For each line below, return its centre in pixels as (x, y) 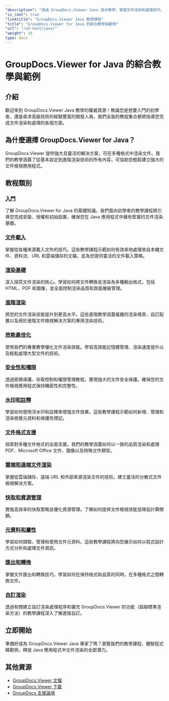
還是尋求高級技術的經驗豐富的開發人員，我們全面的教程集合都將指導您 (87, 116)
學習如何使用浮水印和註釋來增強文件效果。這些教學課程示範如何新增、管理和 (84, 412)
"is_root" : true (22, 15)
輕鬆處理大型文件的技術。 (36, 353)
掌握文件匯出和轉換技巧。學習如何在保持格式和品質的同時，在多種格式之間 (82, 574)
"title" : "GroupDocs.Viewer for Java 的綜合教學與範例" (62, 24)
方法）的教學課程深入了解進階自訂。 (47, 613)
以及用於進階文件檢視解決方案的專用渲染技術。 (58, 321)
